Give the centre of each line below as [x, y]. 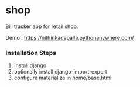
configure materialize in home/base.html [63, 78]
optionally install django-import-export [61, 72]
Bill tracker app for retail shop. [42, 26]
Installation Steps [31, 53]
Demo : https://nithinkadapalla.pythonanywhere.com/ [70, 37]
